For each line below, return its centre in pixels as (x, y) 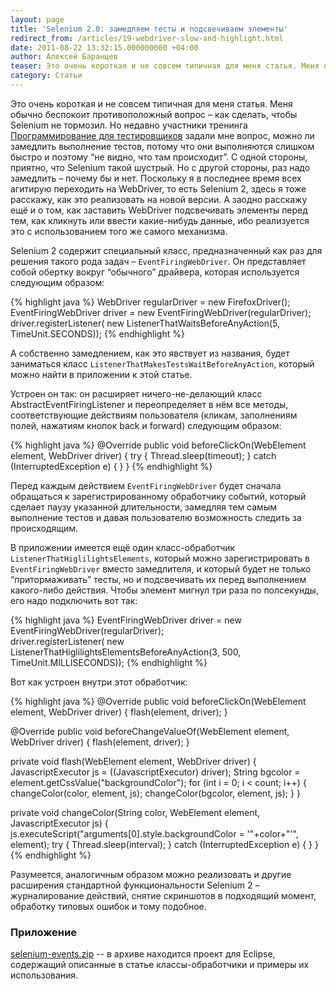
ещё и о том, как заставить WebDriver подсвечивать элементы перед (159, 210)
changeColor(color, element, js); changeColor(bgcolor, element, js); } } (155, 793)
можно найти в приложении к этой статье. (101, 374)
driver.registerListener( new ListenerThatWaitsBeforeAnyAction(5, (145, 323)
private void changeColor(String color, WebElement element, (135, 812)
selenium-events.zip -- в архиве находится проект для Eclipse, (143, 954)
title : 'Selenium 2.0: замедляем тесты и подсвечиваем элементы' (149, 29)
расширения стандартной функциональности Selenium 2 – (135, 885)
